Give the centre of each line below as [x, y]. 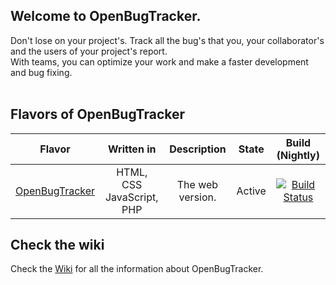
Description [198, 149]
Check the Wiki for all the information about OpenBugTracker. [137, 269]
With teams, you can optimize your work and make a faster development [159, 61]
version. [197, 197]
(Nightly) [298, 155]
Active [251, 191]
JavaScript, [131, 197]
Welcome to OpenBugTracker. [106, 16]
